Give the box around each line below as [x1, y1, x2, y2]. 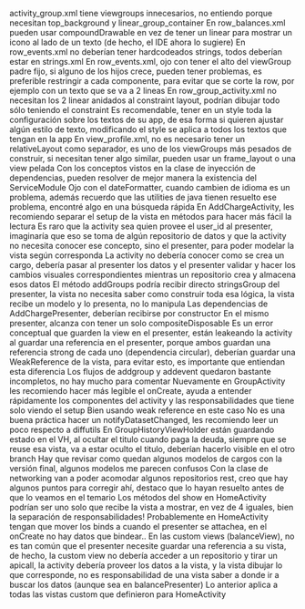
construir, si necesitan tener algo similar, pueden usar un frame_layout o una [9, 153, 296, 163]
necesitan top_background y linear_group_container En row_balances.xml [9, 17, 286, 28]
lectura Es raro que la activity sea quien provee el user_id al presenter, [9, 221, 273, 232]
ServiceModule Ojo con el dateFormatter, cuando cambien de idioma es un [9, 182, 290, 192]
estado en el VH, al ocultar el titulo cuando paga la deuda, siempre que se [9, 434, 287, 445]
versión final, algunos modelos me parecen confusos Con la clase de [9, 463, 269, 473]
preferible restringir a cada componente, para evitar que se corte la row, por [9, 76, 295, 86]
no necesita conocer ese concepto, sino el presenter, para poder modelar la [9, 241, 294, 251]
